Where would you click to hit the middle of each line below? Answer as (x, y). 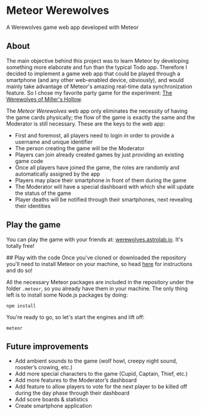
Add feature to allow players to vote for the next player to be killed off (101, 387)
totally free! (20, 246)
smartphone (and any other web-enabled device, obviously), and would (95, 80)
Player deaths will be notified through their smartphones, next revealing (104, 199)
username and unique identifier (54, 142)
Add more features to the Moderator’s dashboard (76, 380)
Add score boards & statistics (51, 399)
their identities (33, 206)
